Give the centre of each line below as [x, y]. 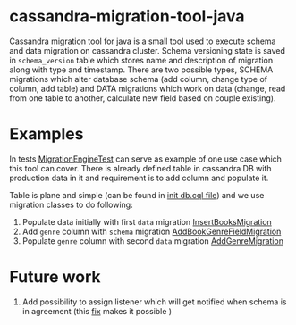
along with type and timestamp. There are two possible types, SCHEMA [141, 70]
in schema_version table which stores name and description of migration [141, 60]
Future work [55, 277]
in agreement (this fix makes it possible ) [97, 311]
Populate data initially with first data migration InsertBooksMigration [147, 221]
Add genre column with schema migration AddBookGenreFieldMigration [152, 231]
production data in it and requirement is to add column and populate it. [139, 178]
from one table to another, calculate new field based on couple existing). [143, 98]
